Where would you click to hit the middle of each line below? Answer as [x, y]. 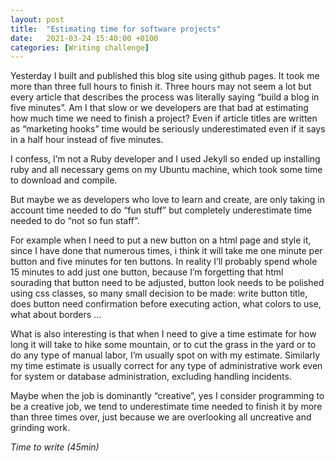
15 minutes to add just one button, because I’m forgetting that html [147, 272]
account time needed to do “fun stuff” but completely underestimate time [161, 210]
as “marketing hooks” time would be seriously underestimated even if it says [168, 129]
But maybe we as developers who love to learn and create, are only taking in [167, 200]
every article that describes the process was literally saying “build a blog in [165, 97]
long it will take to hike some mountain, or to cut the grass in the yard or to [163, 345]
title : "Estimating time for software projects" [116, 29]
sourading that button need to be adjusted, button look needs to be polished [167, 283]
